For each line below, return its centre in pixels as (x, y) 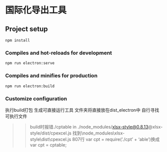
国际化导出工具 (36, 10)
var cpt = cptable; (48, 145)
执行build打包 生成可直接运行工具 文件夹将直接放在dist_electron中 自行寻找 (82, 110)
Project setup (27, 29)
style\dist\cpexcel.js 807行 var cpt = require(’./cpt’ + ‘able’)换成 (95, 139)
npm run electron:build (30, 86)
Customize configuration (36, 99)
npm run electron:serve (30, 63)
